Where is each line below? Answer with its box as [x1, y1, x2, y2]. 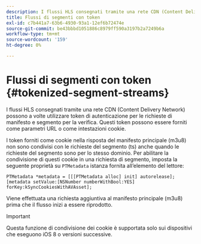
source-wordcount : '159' [6, 37, 68, 43]
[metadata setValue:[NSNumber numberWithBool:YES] [6, 179, 135, 185]
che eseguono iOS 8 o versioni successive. [6, 230, 112, 237]
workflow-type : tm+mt [6, 31, 60, 37]
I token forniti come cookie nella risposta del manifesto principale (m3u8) [6, 136, 187, 144]
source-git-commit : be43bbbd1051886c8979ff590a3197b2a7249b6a [6, 25, 165, 32]
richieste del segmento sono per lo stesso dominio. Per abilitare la [6, 149, 169, 156]
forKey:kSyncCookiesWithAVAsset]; [6, 184, 93, 190]
